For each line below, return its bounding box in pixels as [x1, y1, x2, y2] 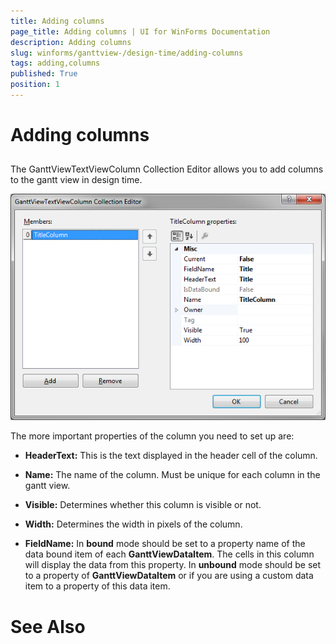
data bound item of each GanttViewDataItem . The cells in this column [24, 548, 315, 560]
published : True [10, 69, 78, 79]
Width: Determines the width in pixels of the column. [24, 518, 243, 530]
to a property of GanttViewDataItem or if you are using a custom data [24, 570, 314, 582]
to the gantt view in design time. [10, 174, 143, 186]
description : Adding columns [10, 37, 132, 47]
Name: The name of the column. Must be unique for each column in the [24, 469, 321, 481]
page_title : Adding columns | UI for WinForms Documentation [10, 26, 271, 37]
